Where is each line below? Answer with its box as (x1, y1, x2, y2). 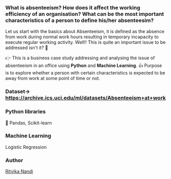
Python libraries (5, 108, 46, 115)
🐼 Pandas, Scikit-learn (5, 119, 52, 126)
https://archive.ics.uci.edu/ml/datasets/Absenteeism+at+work (5, 94, 166, 101)
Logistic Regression (5, 144, 47, 150)
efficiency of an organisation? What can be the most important (5, 10, 164, 17)
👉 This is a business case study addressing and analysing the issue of (5, 55, 155, 61)
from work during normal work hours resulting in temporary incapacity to (5, 34, 159, 40)
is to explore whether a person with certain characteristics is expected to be (5, 70, 165, 76)
